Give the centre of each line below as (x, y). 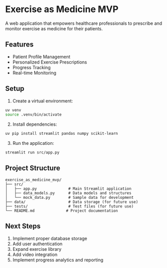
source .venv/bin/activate (33, 115)
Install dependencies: (35, 124)
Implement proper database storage (50, 238)
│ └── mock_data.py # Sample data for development (70, 197)
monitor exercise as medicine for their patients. (54, 28)
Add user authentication (37, 244)
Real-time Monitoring (34, 73)
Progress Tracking (31, 67)
